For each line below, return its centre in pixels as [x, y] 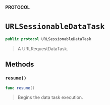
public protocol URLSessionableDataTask [48, 39]
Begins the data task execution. [50, 97]
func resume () [20, 88]
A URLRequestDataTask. [43, 48]
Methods [20, 65]
